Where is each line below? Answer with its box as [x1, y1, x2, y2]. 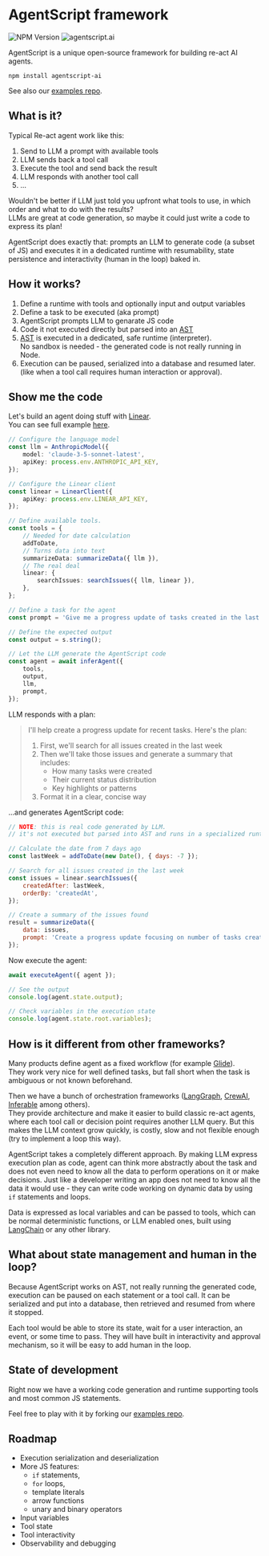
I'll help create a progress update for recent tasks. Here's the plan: [27, 725, 247, 734]
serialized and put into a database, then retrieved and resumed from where [8, 1299, 255, 1309]
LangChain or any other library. [8, 1224, 110, 1234]
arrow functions [31, 1496, 85, 1505]
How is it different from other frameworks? [8, 1037, 226, 1051]
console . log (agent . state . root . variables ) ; [8, 1015, 152, 1023]
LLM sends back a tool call [19, 154, 109, 164]
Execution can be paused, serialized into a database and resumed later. [19, 358, 256, 368]
